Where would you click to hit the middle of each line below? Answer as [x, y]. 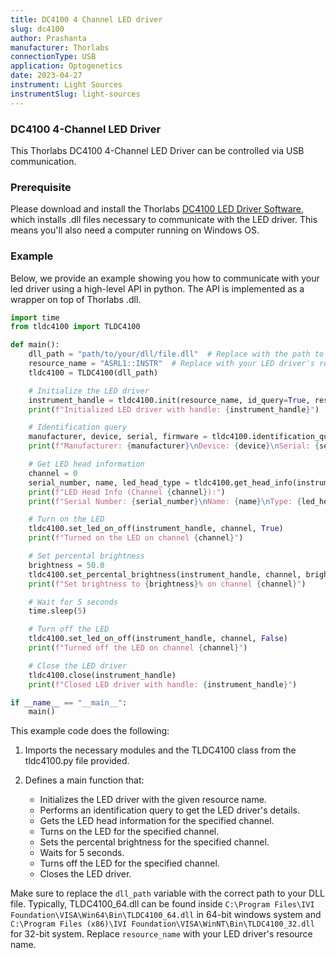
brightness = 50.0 [66, 565]
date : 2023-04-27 [46, 76]
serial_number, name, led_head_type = [109, 482]
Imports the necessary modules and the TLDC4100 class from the [160, 750]
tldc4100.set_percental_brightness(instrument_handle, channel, [165, 574]
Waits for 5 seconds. [82, 853]
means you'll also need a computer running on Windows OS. [135, 230]
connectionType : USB [53, 57]
